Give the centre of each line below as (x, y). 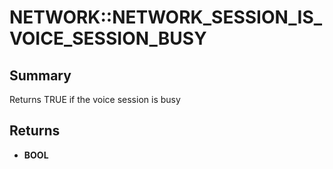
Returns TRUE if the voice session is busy (95, 99)
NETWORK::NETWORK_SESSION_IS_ (166, 17)
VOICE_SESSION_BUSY (108, 38)
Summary (40, 75)
